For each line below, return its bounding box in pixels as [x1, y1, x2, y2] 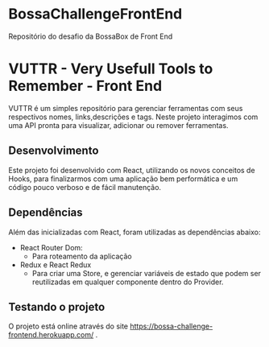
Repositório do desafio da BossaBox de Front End [8, 31, 173, 41]
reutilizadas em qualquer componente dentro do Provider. [31, 277, 224, 287]
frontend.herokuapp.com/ [8, 330, 94, 340]
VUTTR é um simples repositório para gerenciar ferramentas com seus [8, 103, 243, 113]
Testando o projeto [8, 299, 106, 314]
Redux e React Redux [19, 259, 92, 270]
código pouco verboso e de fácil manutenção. [8, 182, 162, 192]
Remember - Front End [8, 77, 163, 95]
